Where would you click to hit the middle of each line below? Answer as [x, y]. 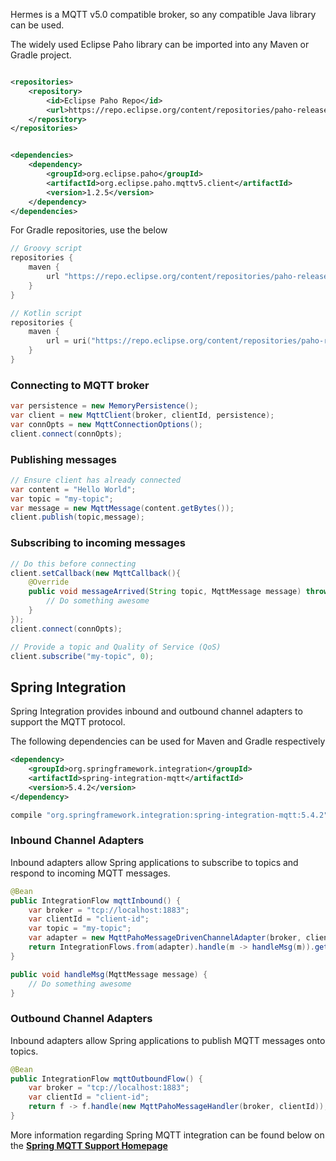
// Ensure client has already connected [96, 480]
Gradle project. [41, 55]
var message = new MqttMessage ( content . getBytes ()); [122, 508]
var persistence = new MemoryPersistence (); [104, 406]
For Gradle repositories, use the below [89, 230]
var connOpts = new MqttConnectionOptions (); [106, 424]
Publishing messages [63, 459]
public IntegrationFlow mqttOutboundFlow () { [106, 1079]
